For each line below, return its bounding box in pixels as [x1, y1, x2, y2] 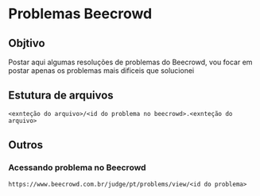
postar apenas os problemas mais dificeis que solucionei [8, 66, 195, 75]
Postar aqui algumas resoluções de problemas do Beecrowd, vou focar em [8, 57, 253, 67]
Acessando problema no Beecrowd [8, 162, 146, 173]
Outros [8, 138, 44, 152]
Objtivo [8, 37, 45, 50]
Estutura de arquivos [8, 89, 114, 102]
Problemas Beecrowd [8, 5, 153, 23]
